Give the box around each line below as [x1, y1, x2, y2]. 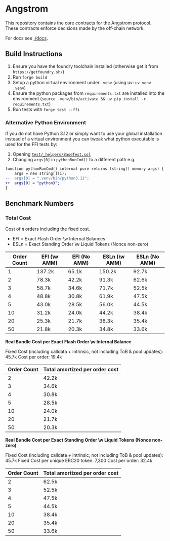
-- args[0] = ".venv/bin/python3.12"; [5, 175, 90, 181]
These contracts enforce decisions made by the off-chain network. [5, 25, 145, 31]
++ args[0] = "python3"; [5, 181, 60, 186]
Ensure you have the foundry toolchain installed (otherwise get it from [12, 63, 158, 69]
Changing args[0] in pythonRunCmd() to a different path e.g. [12, 157, 136, 163]
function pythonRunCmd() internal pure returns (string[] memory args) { [5, 166, 164, 171]
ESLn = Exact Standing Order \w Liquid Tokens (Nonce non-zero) [12, 241, 149, 247]
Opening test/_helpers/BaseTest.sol [12, 151, 91, 157]
